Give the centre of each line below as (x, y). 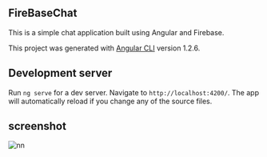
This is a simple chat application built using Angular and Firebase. (116, 32)
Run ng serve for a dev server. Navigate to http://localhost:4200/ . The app (134, 92)
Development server (60, 73)
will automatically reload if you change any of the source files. (110, 101)
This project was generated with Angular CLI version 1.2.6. (104, 48)
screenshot (37, 126)
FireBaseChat (43, 13)
